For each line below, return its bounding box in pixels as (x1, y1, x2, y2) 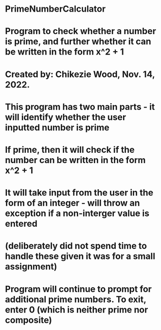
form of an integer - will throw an (5, 198, 140, 209)
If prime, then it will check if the (5, 144, 135, 155)
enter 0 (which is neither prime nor (5, 304, 148, 315)
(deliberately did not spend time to (5, 240, 147, 252)
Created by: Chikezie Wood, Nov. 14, (5, 69, 155, 80)
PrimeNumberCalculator (5, 3, 106, 15)
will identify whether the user (5, 111, 126, 123)
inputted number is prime (5, 122, 109, 133)
